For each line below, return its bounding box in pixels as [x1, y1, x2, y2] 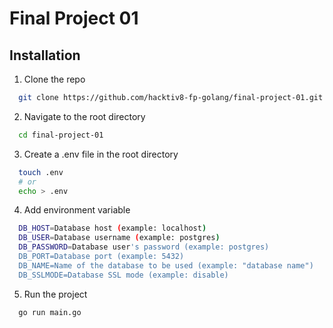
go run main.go [18, 307, 82, 317]
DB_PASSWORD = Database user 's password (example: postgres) [18, 242, 270, 252]
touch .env [18, 167, 64, 177]
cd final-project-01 [18, 130, 104, 140]
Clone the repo [23, 73, 86, 85]
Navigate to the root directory [23, 110, 146, 122]
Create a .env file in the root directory [23, 148, 179, 160]
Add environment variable [23, 204, 131, 216]
